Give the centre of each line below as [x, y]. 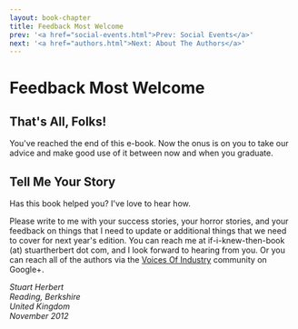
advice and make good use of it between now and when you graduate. [142, 153]
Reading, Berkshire [45, 297]
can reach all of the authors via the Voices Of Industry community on [139, 260]
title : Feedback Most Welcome [67, 26]
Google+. [27, 270]
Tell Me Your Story [63, 181]
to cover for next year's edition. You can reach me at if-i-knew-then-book [147, 241]
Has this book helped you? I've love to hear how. [100, 204]
